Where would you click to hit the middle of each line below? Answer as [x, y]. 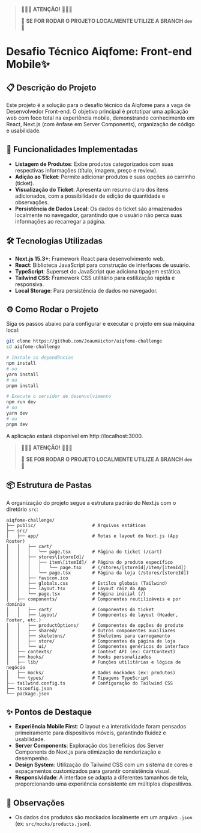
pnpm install [22, 386]
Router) [16, 541]
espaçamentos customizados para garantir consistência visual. [93, 771]
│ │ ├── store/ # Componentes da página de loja [91, 641]
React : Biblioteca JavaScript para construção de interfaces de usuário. [103, 265]
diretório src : [22, 509]
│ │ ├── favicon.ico [37, 578]
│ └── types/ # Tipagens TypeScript [77, 678]
